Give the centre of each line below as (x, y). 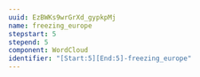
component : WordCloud (48, 50)
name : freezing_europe (50, 26)
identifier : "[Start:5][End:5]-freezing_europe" (100, 58)
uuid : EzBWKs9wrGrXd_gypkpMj (62, 17)
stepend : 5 (28, 42)
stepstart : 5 (32, 34)
